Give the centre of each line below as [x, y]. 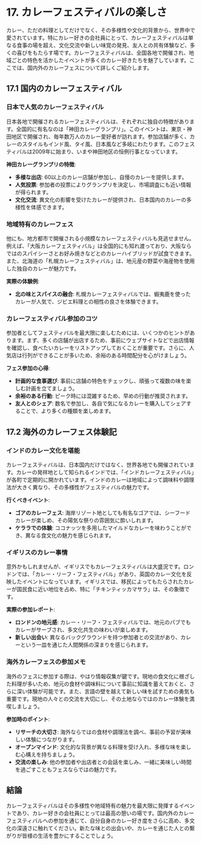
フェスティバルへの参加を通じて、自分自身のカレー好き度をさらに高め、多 [98, 821]
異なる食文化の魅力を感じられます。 [70, 535]
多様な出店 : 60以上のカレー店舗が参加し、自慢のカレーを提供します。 [101, 177]
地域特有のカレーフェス [40, 224]
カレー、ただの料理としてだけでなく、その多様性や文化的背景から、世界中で [101, 30]
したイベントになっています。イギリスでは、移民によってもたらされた [97, 582]
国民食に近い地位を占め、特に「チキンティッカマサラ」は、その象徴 [100, 589]
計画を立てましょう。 [52, 389]
